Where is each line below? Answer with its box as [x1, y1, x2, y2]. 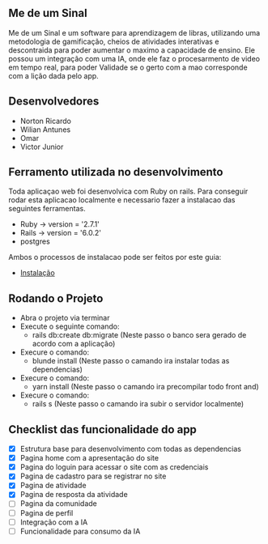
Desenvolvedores [8, 95, 100, 108]
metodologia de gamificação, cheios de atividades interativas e [8, 36, 219, 46]
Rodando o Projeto [8, 291, 104, 305]
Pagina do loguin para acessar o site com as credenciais [19, 462, 209, 472]
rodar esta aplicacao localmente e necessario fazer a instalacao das [8, 195, 236, 205]
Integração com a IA [19, 517, 88, 527]
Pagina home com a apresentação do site [19, 453, 160, 463]
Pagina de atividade [19, 481, 87, 491]
